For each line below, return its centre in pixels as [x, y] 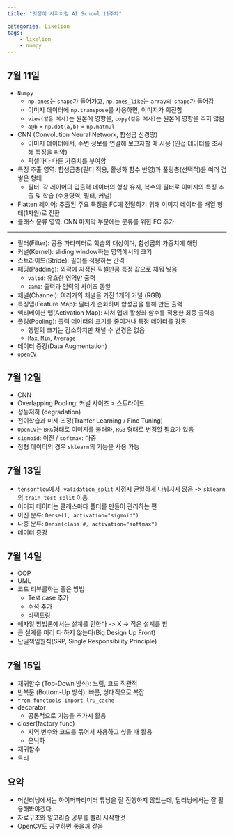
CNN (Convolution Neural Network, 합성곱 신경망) [87, 134]
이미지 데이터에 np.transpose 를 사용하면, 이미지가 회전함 [105, 109]
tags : [15, 33]
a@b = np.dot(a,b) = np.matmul [71, 126]
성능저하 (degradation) [49, 412]
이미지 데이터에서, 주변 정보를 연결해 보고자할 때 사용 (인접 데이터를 [119, 143]
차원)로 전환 [44, 212]
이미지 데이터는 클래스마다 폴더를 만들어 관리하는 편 [87, 506]
